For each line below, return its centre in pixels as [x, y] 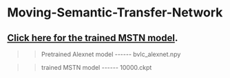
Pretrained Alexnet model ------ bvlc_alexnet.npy [111, 54]
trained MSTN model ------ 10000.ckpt [96, 67]
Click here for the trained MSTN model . [93, 38]
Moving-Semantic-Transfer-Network [115, 13]
